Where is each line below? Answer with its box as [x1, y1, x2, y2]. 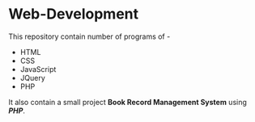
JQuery [19, 73, 46, 82]
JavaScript [19, 64, 57, 74]
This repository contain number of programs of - [8, 32, 171, 41]
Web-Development [8, 5, 139, 23]
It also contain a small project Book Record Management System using [8, 97, 247, 107]
